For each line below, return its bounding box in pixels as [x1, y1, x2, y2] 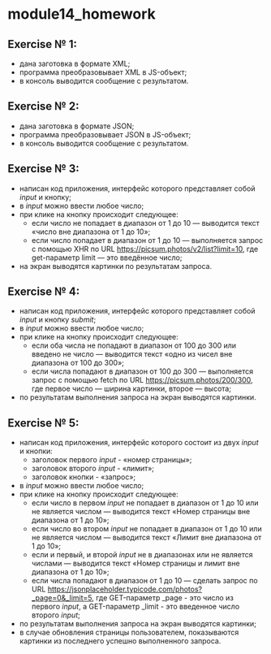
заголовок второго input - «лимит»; [31, 464, 155, 474]
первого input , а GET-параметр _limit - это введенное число [31, 602, 240, 612]
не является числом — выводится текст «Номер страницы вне [31, 507, 251, 517]
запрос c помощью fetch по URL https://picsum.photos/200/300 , [31, 375, 253, 385]
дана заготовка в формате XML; [19, 58, 131, 68]
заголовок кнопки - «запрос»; [31, 472, 136, 482]
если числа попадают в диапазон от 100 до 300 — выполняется [31, 366, 253, 376]
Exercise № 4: [7, 285, 80, 299]
